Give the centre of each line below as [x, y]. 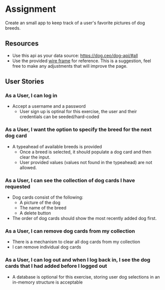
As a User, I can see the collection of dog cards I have [70, 180]
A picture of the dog [40, 203]
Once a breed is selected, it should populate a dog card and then [85, 152]
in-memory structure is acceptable [47, 282]
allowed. [28, 167]
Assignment [31, 9]
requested [18, 186]
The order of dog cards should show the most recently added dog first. [84, 218]
